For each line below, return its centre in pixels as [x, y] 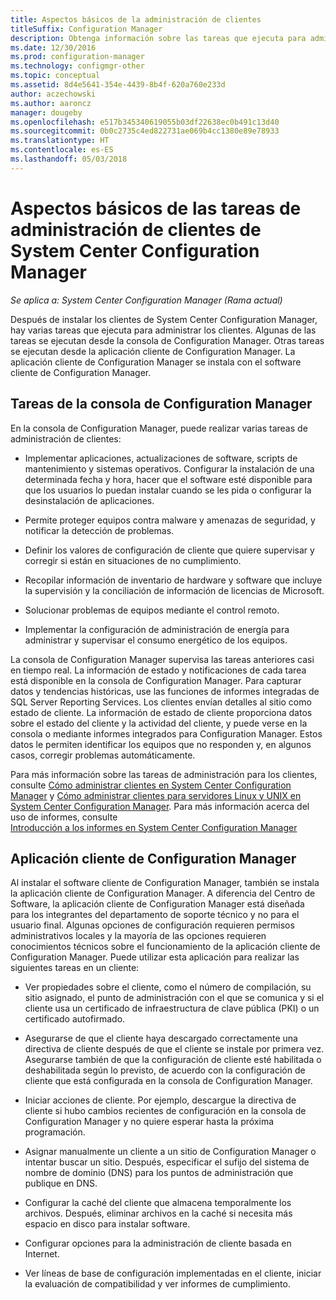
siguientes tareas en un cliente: [75, 968]
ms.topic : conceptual [55, 76]
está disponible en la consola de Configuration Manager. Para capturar [156, 680]
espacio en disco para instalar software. [107, 1224]
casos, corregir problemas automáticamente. [103, 755]
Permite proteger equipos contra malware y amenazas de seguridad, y [170, 520]
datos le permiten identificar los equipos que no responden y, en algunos [161, 744]
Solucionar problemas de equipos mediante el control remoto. [152, 610]
